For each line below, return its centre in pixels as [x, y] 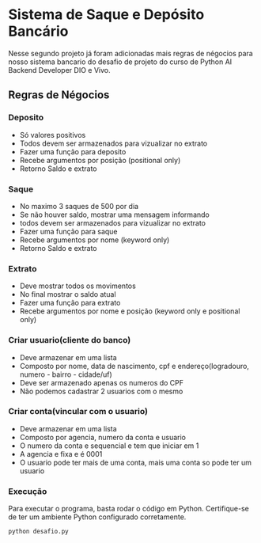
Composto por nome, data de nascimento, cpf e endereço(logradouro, [134, 366]
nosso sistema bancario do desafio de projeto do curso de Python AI [120, 62]
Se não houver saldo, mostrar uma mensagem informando [114, 215]
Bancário [38, 31]
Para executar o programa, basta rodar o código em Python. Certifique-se [129, 509]
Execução [28, 491]
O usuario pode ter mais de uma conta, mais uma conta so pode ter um [135, 462]
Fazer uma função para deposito [73, 151]
